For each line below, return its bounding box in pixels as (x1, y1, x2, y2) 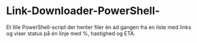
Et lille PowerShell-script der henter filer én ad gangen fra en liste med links (6, 24, 192, 31)
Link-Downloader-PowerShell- (6, 4, 160, 18)
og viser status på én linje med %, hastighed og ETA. (6, 29, 136, 37)
